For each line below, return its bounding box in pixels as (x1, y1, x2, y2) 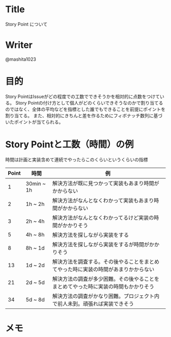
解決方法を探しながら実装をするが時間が (52, 241, 149, 248)
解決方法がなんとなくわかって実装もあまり (52, 197, 154, 204)
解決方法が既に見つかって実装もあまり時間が (52, 179, 159, 187)
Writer (5, 39, 33, 51)
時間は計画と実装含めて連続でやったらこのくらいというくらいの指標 (5, 157, 148, 163)
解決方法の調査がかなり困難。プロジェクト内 (52, 292, 159, 299)
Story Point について (5, 21, 48, 27)
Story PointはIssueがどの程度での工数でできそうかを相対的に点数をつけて (5, 93, 160, 99)
